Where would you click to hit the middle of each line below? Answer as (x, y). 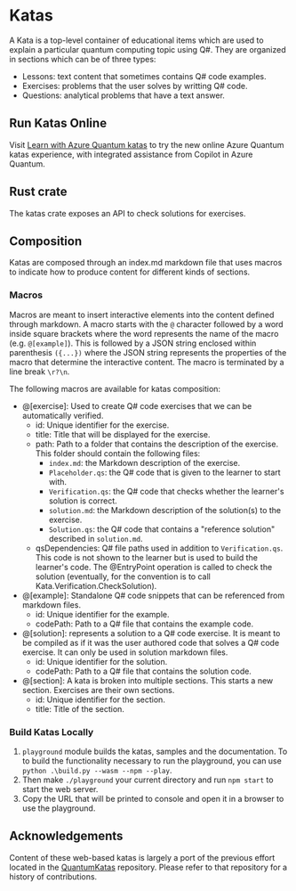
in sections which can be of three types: (83, 59)
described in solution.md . (96, 538)
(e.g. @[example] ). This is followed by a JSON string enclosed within (133, 343)
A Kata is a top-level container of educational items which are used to (136, 40)
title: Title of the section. (80, 708)
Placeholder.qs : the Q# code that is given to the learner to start (165, 472)
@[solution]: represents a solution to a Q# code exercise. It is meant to (151, 633)
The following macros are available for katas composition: (115, 388)
